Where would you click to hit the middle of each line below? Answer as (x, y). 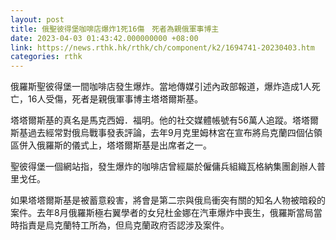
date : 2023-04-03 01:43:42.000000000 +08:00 (104, 38)
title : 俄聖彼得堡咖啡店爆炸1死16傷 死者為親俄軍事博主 (115, 29)
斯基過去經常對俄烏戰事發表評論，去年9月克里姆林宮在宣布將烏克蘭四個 (157, 133)
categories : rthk (46, 57)
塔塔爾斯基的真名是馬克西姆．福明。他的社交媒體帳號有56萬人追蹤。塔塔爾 (164, 120)
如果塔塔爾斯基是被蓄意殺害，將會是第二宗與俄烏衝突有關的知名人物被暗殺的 (168, 200)
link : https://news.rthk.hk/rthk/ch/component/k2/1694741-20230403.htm (162, 47)
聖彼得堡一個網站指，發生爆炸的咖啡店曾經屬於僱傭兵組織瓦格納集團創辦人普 (168, 167)
